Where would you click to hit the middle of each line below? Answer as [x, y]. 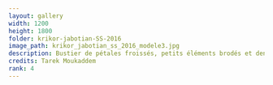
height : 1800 [30, 31]
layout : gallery [36, 16]
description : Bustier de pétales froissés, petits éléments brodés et [130, 53]
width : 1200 [28, 23]
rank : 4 [22, 69]
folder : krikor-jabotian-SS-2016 [65, 38]
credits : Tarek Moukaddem [52, 62]
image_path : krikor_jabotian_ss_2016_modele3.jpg [94, 46]
